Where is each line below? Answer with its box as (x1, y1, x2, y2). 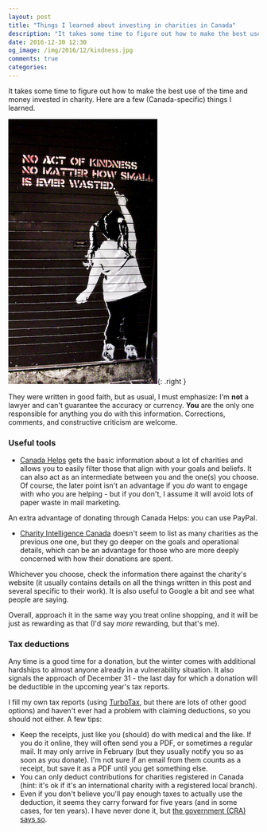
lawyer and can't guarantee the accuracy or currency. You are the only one (8, 400, 254, 410)
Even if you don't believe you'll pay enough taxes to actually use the (19, 789, 243, 799)
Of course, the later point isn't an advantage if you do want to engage (19, 481, 248, 490)
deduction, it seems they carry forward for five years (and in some (19, 798, 238, 807)
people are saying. (8, 595, 69, 605)
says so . (19, 814, 48, 824)
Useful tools (8, 437, 56, 448)
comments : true (8, 55, 59, 63)
